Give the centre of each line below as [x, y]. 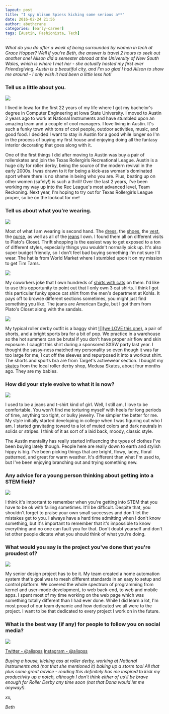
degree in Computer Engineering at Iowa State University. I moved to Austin [83, 113]
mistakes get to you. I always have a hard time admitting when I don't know [83, 518]
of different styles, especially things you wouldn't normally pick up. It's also [83, 247]
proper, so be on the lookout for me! [43, 198]
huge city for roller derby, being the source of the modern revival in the [79, 166]
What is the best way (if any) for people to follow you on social [83, 624]
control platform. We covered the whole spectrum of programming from [79, 585]
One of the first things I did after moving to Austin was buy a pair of [75, 155]
